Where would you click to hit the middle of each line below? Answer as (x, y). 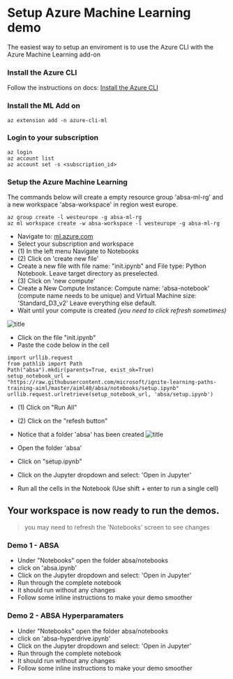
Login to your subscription (53, 137)
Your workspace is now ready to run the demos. (113, 510)
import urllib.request (40, 358)
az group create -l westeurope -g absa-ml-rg (74, 218)
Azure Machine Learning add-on (54, 54)
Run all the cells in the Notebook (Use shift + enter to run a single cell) (118, 488)
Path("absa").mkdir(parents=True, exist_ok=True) (81, 370)
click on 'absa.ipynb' (47, 568)
